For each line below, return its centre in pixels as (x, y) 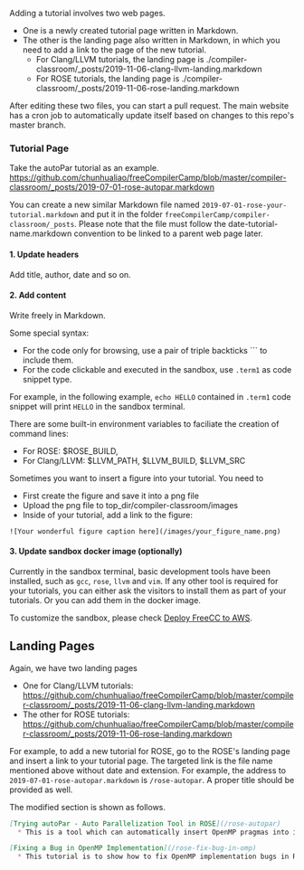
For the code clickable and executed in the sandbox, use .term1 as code (157, 369)
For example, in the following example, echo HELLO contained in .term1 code (150, 396)
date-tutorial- (253, 224)
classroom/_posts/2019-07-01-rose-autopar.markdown (112, 187)
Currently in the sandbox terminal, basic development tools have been (140, 571)
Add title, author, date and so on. (70, 274)
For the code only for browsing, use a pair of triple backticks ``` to (145, 350)
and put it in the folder (121, 214)
